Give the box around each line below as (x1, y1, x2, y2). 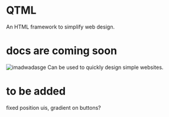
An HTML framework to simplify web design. (6, 23, 115, 30)
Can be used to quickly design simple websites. (47, 64, 164, 71)
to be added (6, 84, 66, 98)
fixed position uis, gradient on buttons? (6, 104, 102, 111)
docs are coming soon (6, 44, 117, 58)
